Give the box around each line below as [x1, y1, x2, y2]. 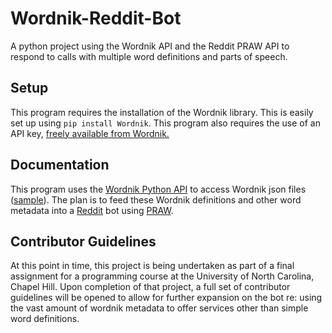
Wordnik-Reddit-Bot [10, 7, 182, 30]
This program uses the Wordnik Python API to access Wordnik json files [10, 183, 307, 195]
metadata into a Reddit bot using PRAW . [10, 204, 174, 216]
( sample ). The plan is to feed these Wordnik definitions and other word [10, 193, 302, 206]
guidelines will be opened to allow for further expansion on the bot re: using [10, 292, 323, 304]
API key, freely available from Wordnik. [10, 127, 170, 139]
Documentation [10, 157, 110, 174]
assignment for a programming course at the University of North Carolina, [10, 270, 315, 282]
